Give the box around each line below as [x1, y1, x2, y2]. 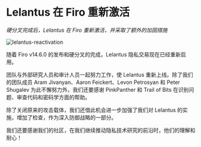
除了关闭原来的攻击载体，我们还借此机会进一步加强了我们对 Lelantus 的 [6, 106, 183, 113]
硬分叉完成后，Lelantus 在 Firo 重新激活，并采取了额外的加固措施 [6, 26, 168, 34]
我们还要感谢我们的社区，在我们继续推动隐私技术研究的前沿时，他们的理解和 [6, 127, 196, 134]
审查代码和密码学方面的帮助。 [16, 94, 91, 101]
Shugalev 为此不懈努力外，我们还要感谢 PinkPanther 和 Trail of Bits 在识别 [6, 86, 189, 93]
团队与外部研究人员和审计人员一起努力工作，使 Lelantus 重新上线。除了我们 [6, 71, 193, 78]
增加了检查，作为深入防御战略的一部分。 [16, 113, 117, 121]
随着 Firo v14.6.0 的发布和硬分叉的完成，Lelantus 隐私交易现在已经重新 [6, 50, 181, 58]
